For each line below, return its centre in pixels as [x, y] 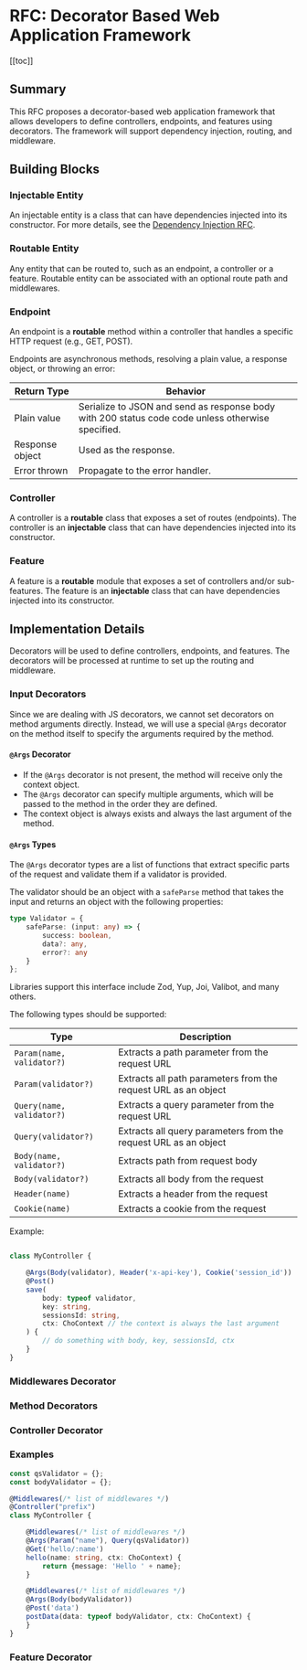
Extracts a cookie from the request [192, 1209]
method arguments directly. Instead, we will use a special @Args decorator [148, 724]
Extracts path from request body [188, 1161]
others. [23, 996]
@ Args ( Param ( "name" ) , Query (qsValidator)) [108, 1541]
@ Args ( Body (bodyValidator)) [79, 1600]
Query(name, [40, 1106]
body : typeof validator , [90, 1298]
